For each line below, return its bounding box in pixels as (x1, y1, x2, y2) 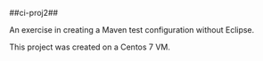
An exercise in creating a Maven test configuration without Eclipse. (9, 25, 255, 34)
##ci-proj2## (9, 8, 59, 18)
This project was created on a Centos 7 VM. (9, 42, 171, 52)
